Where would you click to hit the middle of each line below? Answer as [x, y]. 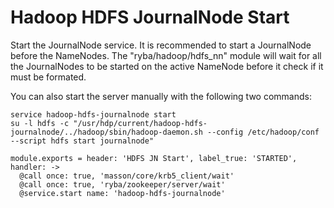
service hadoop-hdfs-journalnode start [93, 114]
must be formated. [48, 77]
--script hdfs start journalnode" [82, 141]
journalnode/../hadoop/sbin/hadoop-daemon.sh [106, 132]
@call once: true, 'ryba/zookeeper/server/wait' [122, 184]
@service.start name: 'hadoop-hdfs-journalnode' [122, 193]
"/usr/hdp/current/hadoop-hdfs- [140, 123]
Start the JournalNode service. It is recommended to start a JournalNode [161, 45]
